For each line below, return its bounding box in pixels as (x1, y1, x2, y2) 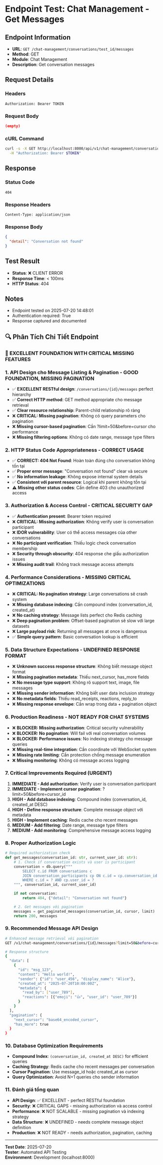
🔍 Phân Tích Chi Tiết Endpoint (5, 333, 99, 341)
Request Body (5, 113, 39, 119)
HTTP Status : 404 (12, 281, 49, 286)
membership (12, 545, 38, 551)
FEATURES (5, 356, 31, 362)
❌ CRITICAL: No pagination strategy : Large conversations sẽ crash (12, 591, 148, 597)
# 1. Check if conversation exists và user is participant (14, 860, 136, 864)
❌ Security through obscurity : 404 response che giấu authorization (12, 550, 149, 556)
